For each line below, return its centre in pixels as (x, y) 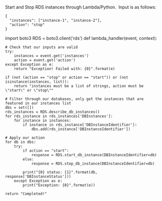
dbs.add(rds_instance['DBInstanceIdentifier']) (81, 129)
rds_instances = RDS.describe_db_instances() (52, 112)
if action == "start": (46, 151)
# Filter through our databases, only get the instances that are (74, 99)
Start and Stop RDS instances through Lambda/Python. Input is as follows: (81, 7)
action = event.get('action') (45, 60)
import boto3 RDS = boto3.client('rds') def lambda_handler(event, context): (81, 38)
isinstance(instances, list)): (37, 82)
